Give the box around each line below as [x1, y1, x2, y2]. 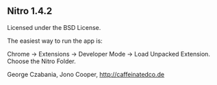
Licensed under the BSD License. [7, 23, 101, 31]
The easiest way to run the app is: [7, 37, 103, 45]
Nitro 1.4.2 [7, 5, 53, 17]
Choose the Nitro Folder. [7, 57, 77, 65]
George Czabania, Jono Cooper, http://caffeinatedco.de [7, 70, 165, 78]
